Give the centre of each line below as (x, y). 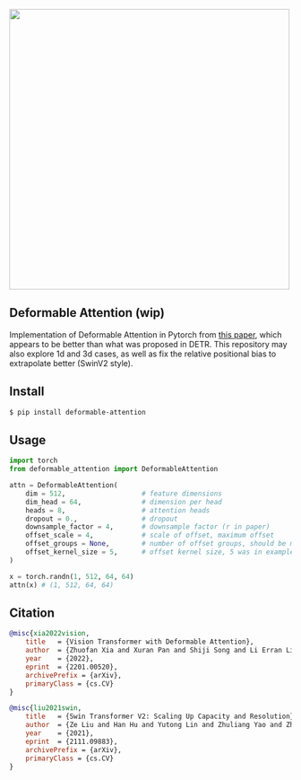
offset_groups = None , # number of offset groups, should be (156, 544)
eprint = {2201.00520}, (72, 667)
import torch (34, 461)
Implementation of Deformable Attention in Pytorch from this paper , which (146, 334)
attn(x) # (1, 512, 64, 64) (62, 585)
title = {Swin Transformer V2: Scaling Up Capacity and (136, 717)
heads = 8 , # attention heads (118, 510)
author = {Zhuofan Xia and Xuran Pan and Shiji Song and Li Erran (154, 651)
